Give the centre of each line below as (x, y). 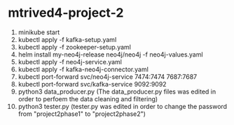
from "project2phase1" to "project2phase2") (82, 114)
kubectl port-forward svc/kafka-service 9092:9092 (92, 84)
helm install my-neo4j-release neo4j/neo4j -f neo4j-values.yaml (110, 54)
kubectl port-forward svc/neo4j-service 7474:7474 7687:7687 (108, 76)
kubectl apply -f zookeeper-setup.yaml (75, 47)
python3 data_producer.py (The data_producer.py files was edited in (117, 91)
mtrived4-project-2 (66, 13)
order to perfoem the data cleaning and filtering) (88, 98)
